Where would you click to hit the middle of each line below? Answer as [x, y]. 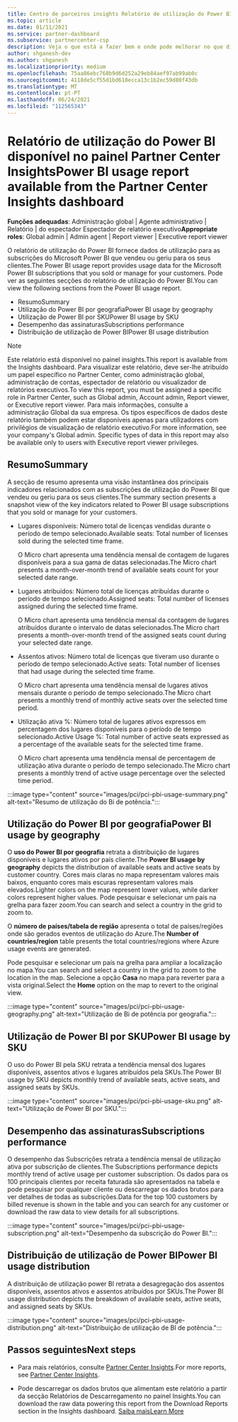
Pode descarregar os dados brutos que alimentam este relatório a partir [122, 1388]
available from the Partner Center [108, 187]
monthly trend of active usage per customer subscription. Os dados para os [118, 1174]
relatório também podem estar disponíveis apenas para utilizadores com [113, 420]
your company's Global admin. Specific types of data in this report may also [118, 434]
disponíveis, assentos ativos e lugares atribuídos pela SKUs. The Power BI [114, 1072]
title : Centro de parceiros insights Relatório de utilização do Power [115, 14]
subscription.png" [34, 1233]
